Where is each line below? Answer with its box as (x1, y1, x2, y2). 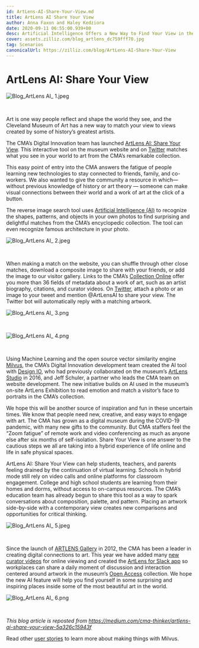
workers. (6, 176, 28, 183)
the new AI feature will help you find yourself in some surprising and (6, 576, 173, 583)
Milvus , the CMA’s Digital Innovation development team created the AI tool (6, 361, 187, 368)
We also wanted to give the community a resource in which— (28, 176, 179, 183)
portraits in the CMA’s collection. (6, 392, 85, 400)
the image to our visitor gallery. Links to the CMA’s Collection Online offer (6, 272, 185, 279)
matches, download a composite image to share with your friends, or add (6, 266, 185, 273)
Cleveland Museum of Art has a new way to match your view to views (6, 122, 176, 129)
